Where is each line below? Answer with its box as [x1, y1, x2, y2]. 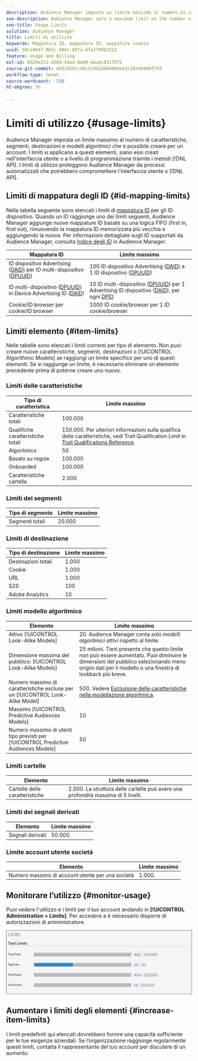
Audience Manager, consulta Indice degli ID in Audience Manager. [6, 238, 167, 245]
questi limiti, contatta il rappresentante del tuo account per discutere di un [6, 1043, 186, 1050]
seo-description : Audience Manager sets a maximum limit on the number [6, 15, 186, 22]
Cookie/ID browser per [8, 301, 64, 308]
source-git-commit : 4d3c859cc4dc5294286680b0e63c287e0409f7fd [6, 66, 162, 71]
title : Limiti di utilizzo [6, 34, 72, 41]
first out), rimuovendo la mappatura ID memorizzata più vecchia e [6, 225, 166, 233]
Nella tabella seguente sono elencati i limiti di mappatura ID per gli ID [6, 207, 173, 214]
